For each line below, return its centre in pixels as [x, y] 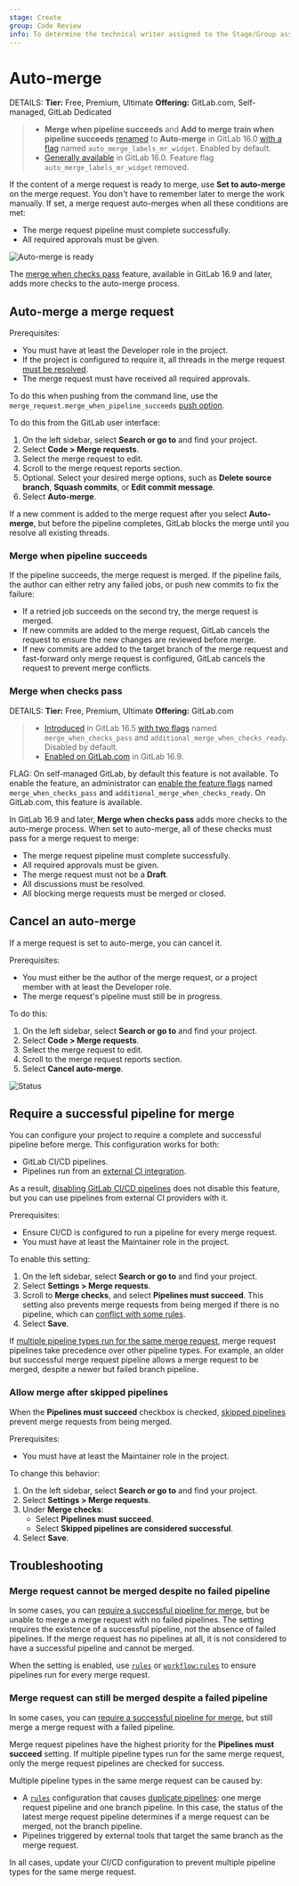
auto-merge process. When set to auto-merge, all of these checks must [141, 828]
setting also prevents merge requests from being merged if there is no [150, 1305]
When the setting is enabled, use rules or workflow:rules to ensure [133, 1665]
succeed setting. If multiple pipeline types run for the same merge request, [147, 1753]
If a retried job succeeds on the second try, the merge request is [140, 612]
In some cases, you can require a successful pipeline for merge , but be [139, 1610]
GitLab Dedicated [80, 112]
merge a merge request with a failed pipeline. [92, 1727]
